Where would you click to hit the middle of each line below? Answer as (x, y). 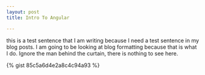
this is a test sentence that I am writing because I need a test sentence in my (103, 40)
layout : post (23, 12)
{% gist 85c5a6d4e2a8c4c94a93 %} (53, 65)
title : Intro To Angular (38, 18)
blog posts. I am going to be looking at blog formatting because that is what (102, 47)
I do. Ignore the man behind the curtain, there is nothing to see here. (92, 53)
